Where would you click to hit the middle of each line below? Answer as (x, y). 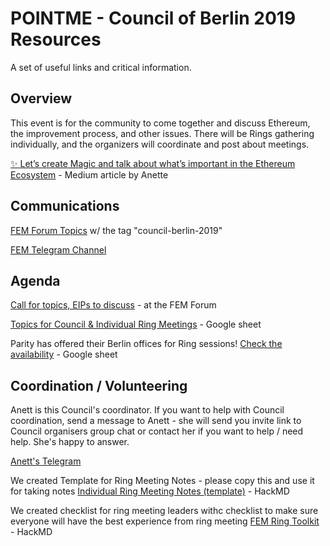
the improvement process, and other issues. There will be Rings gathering (162, 133)
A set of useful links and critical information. (101, 67)
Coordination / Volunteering (99, 385)
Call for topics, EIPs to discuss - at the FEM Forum (113, 305)
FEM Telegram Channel (58, 249)
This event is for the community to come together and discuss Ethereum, (160, 123)
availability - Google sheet (64, 354)
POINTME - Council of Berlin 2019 (153, 18)
